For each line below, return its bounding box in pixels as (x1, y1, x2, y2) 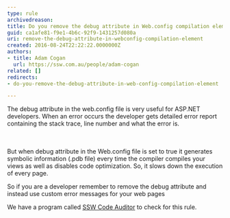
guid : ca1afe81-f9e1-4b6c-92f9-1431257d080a (7, 29, 136, 36)
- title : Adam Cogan (7, 55, 66, 62)
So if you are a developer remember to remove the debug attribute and (7, 182, 207, 191)
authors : (7, 49, 32, 56)
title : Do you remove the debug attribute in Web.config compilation (7, 23, 210, 29)
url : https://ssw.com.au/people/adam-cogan (13, 61, 139, 68)
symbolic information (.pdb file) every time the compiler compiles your (7, 155, 205, 163)
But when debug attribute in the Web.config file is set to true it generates (7, 147, 213, 156)
